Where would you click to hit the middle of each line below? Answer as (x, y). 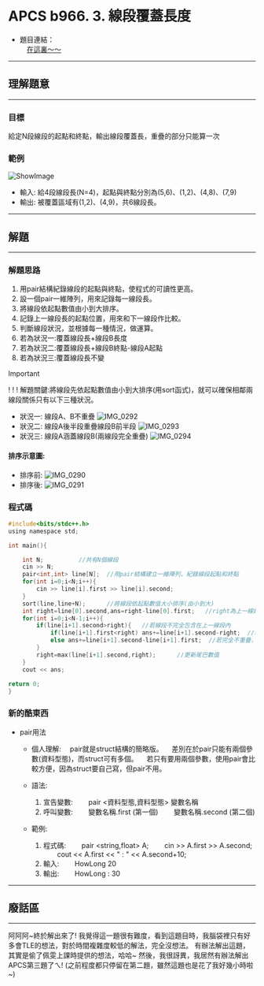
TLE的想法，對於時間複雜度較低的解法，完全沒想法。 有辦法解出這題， (136, 946)
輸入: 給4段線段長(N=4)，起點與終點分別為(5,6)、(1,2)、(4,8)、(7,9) (128, 192)
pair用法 (33, 732)
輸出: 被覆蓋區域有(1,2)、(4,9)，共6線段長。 (90, 203)
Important (24, 374)
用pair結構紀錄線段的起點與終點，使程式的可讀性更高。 (108, 289)
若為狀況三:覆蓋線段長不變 (62, 358)
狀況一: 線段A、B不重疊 (57, 417)
